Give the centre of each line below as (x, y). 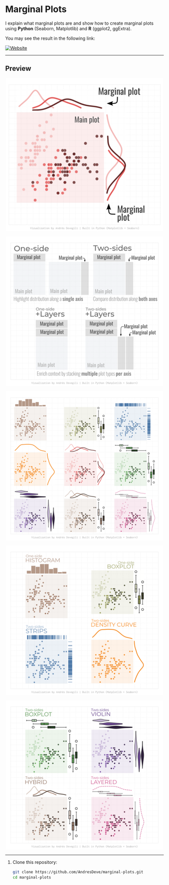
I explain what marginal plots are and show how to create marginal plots (79, 23)
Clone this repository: (35, 862)
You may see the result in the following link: (50, 38)
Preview (18, 69)
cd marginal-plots (32, 877)
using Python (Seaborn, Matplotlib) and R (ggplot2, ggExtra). (68, 28)
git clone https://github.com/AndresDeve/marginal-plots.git (78, 872)
